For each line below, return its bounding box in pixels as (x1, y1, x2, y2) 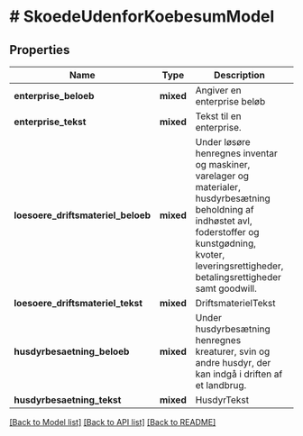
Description (213, 69, 266, 81)
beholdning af (195, 204, 254, 215)
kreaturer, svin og (195, 345, 271, 358)
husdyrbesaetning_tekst (14, 394, 122, 406)
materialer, (195, 181, 241, 193)
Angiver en (195, 84, 242, 96)
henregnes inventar (195, 147, 278, 159)
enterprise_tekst (14, 115, 87, 128)
